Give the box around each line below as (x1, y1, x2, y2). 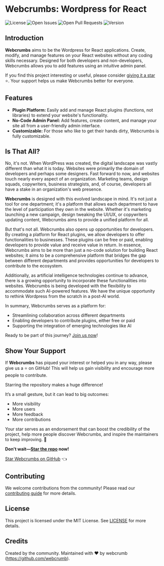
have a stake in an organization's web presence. (5, 186, 103, 192)
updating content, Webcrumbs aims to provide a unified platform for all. (5, 217, 149, 223)
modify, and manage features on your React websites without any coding (5, 52, 153, 58)
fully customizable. (12, 133, 50, 139)
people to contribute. (5, 372, 47, 378)
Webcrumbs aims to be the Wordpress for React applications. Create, (5, 47, 146, 53)
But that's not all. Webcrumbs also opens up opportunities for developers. (5, 226, 154, 232)
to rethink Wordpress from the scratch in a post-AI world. (5, 294, 120, 299)
